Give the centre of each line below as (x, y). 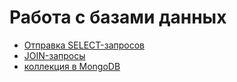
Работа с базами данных (118, 17)
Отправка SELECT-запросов (84, 45)
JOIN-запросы (54, 55)
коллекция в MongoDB (72, 66)
